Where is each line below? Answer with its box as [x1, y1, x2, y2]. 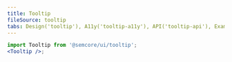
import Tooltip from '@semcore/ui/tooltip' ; [7, 42, 137, 49]
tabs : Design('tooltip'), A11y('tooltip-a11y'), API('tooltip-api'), [7, 23, 212, 30]
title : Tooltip [7, 10, 51, 17]
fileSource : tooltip [7, 17, 67, 23]
